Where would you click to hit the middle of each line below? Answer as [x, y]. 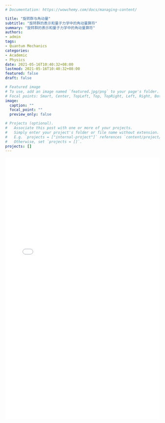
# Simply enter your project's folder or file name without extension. [82, 132]
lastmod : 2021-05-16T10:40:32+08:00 [42, 69]
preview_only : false [30, 114]
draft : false [18, 78]
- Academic [16, 55]
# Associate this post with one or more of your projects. [69, 128]
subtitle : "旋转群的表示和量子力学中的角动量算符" [51, 23]
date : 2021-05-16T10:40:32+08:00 [39, 65]
